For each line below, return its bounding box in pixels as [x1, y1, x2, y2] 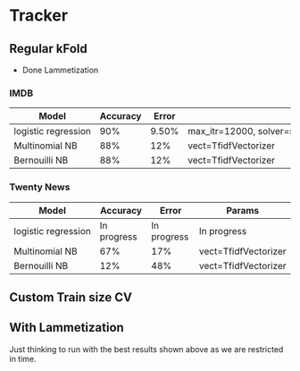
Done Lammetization [21, 64, 99, 75]
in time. [9, 353, 37, 364]
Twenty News [9, 181, 71, 193]
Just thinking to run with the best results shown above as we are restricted [9, 343, 284, 354]
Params [226, 204, 260, 216]
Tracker [9, 5, 69, 26]
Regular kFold [9, 41, 87, 56]
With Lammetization [9, 320, 125, 335]
